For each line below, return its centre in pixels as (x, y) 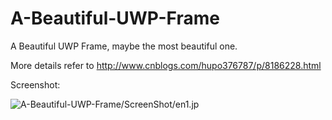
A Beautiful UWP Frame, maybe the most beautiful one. (124, 46)
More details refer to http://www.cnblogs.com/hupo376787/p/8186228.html (166, 65)
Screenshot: (35, 84)
